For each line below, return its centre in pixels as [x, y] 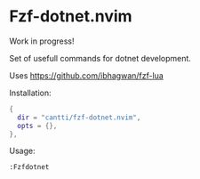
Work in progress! [42, 41]
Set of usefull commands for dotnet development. [100, 58]
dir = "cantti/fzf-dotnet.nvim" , [79, 118]
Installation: [30, 93]
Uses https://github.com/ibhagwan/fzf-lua [87, 75]
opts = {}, [37, 126]
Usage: [22, 151]
